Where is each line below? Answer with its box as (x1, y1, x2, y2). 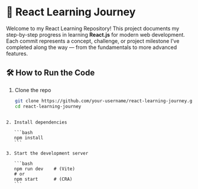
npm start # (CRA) (14, 176, 73, 182)
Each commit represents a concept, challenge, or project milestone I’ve (6, 37, 180, 44)
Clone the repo (14, 86, 51, 93)
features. (6, 50, 28, 57)
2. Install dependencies (6, 119, 67, 125)
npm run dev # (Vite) (14, 165, 76, 172)
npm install (14, 135, 44, 141)
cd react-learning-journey (14, 103, 82, 109)
